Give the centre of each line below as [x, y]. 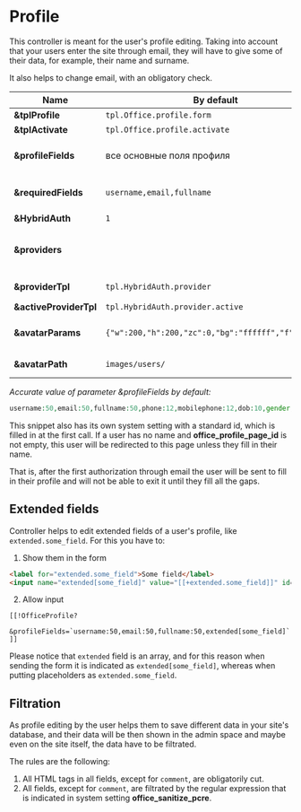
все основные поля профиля [168, 155]
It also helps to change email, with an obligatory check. [111, 77]
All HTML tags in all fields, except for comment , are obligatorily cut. [143, 779]
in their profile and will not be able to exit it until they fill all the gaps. [135, 481]
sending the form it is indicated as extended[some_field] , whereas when [142, 666]
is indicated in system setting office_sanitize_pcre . [117, 798]
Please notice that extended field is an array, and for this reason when [138, 656]
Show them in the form [64, 557]
